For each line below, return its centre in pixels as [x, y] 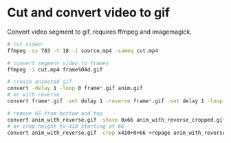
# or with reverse [33, 95]
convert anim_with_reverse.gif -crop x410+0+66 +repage [89, 133]
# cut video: [26, 44]
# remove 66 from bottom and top [55, 113]
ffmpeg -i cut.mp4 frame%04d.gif [55, 69]
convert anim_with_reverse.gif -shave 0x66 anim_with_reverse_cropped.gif [117, 120]
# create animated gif [40, 82]
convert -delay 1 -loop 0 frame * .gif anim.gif [75, 88]
